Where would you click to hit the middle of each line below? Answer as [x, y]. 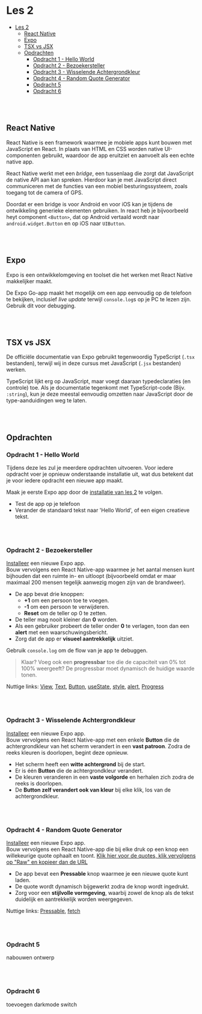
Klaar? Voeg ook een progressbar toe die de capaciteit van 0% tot [103, 662]
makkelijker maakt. [29, 281]
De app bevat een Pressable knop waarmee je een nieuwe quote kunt [101, 873]
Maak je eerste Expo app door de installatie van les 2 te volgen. [85, 492]
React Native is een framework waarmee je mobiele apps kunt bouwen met [99, 143]
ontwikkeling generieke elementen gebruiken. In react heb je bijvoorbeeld [97, 210]
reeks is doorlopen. [39, 783]
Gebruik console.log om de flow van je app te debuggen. [77, 651]
